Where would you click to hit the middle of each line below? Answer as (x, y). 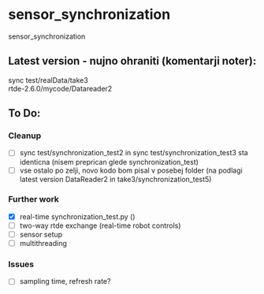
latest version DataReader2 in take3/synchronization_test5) (115, 179)
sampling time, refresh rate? (65, 281)
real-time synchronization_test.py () (77, 216)
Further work (33, 199)
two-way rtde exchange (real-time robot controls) (100, 225)
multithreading (43, 244)
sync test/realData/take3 (48, 80)
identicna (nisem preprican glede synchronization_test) (109, 162)
